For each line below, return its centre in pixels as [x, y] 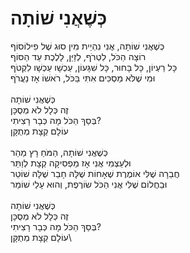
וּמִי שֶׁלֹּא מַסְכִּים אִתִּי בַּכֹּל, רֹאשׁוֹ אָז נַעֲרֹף [83, 78]
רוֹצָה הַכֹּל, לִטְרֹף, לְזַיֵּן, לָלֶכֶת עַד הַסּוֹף [78, 56]
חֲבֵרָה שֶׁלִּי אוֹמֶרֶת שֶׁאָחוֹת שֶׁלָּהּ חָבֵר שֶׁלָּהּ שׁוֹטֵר [95, 173]
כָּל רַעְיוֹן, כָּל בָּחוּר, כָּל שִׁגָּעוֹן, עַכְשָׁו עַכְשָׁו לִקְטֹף [94, 67]
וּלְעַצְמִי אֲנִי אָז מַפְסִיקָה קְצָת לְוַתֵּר [71, 163]
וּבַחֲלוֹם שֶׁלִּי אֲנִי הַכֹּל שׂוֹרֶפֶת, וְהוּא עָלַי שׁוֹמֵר [89, 184]
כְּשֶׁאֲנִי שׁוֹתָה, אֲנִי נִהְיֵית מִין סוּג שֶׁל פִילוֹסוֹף [87, 46]
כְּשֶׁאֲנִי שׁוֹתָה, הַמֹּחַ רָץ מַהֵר [59, 152]
